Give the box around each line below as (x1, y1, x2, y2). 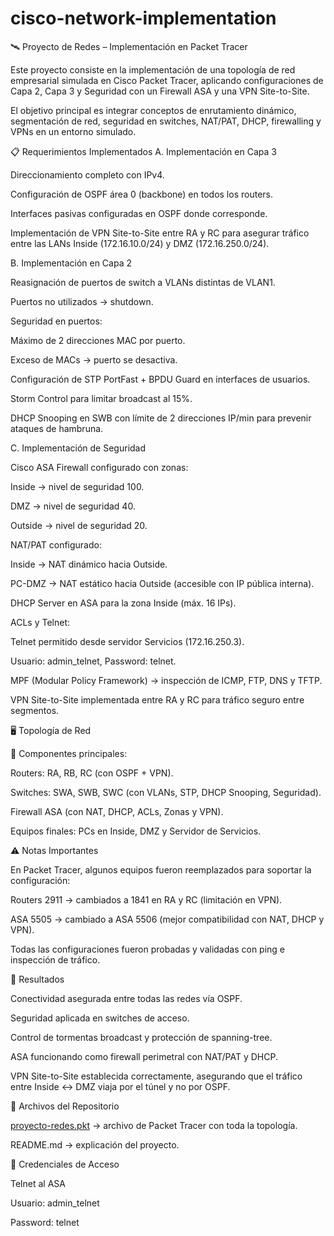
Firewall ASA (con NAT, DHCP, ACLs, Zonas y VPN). (10, 805, 224, 817)
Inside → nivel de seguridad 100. (10, 480, 145, 492)
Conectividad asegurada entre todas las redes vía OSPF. (10, 992, 243, 1004)
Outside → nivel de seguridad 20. (10, 519, 148, 531)
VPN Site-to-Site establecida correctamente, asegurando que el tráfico (10, 1070, 303, 1082)
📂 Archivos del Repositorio (10, 1100, 120, 1112)
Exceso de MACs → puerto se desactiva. (10, 353, 178, 366)
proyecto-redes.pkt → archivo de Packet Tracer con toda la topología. (10, 1119, 298, 1131)
